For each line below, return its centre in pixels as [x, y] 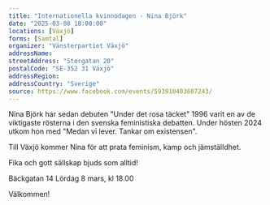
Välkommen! [29, 194]
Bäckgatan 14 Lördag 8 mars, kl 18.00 [71, 178]
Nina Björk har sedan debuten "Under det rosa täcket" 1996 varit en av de [132, 114]
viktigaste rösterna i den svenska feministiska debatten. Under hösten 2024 [135, 123]
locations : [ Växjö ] [41, 31]
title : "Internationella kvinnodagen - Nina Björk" [98, 16]
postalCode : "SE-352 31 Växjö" [61, 69]
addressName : [30, 53]
